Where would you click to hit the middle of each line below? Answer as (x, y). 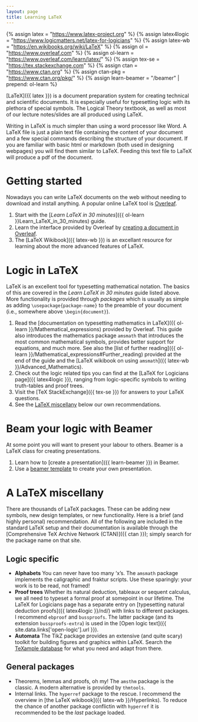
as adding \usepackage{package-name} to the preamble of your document (94, 305)
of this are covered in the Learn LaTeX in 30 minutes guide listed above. (93, 293)
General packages (40, 667)
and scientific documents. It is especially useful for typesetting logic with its (98, 102)
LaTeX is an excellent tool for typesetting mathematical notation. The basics (98, 286)
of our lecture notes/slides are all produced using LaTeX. (75, 114)
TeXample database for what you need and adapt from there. (89, 649)
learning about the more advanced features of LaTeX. (79, 246)
